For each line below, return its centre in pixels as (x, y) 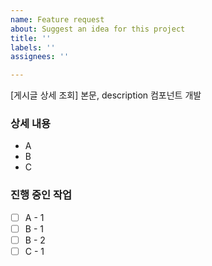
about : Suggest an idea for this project (98, 29)
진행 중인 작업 (41, 195)
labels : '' (33, 47)
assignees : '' (40, 57)
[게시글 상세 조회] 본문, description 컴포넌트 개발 (106, 95)
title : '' (31, 38)
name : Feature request (57, 19)
